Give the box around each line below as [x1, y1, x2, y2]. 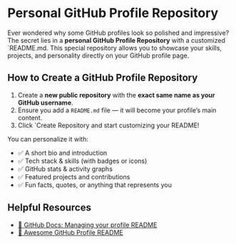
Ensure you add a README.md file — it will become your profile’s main [17, 105, 217, 115]
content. [17, 113, 43, 122]
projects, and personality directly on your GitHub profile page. [7, 51, 190, 60]
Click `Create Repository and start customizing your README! [17, 121, 200, 129]
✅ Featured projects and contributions [17, 172, 130, 181]
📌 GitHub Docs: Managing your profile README [17, 221, 158, 229]
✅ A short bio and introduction [17, 148, 108, 157]
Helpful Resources [7, 201, 91, 214]
